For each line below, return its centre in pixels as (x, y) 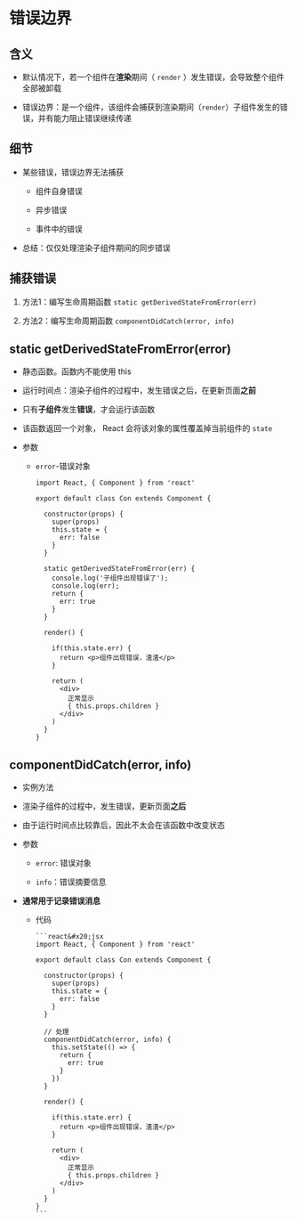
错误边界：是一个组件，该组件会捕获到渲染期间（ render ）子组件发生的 (151, 107)
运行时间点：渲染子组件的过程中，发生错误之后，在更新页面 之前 (139, 391)
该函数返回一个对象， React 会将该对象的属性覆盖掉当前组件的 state (147, 428)
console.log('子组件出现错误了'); (110, 578)
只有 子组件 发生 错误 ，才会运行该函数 (88, 410)
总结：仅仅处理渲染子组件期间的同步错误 (96, 248)
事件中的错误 (59, 229)
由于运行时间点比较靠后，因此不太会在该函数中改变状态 (123, 826)
